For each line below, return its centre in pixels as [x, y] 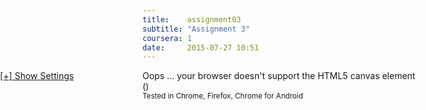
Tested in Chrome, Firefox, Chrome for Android [223, 96]
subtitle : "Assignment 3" [196, 29]
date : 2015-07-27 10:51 [201, 47]
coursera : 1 [167, 38]
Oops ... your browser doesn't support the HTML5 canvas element [279, 76]
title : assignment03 [192, 19]
